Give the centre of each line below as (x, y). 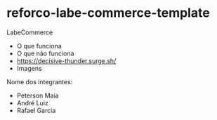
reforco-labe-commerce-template (108, 13)
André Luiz (32, 102)
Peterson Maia (38, 95)
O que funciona (39, 46)
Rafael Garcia (36, 110)
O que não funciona (45, 53)
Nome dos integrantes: (40, 81)
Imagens (29, 68)
